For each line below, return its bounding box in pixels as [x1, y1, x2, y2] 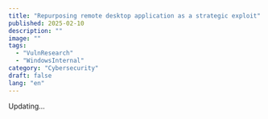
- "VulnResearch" [15, 49, 74, 57]
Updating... [8, 101, 46, 111]
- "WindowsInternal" [15, 57, 85, 65]
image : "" [8, 34, 42, 43]
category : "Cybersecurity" [8, 64, 99, 72]
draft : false [8, 72, 52, 80]
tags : [8, 42, 27, 50]
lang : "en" [8, 79, 45, 87]
